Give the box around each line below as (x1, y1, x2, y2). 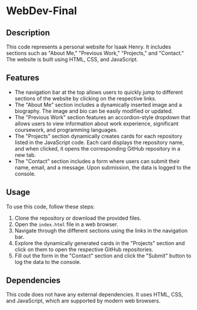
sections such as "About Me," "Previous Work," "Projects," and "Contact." (6, 50, 184, 57)
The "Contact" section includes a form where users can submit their (14, 158, 181, 165)
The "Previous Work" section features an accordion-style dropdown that (14, 113, 191, 120)
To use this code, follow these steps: (6, 203, 95, 210)
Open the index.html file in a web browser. (14, 220, 119, 228)
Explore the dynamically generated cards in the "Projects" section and (14, 239, 185, 246)
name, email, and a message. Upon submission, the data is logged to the (14, 164, 191, 171)
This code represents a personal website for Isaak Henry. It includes (6, 43, 172, 50)
